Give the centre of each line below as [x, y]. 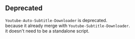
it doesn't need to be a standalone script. [47, 31]
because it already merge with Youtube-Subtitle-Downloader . [68, 25]
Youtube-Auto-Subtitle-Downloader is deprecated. [56, 20]
